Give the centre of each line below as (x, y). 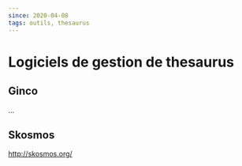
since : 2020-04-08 (38, 15)
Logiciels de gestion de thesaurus (121, 62)
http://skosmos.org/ (40, 154)
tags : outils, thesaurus (49, 23)
